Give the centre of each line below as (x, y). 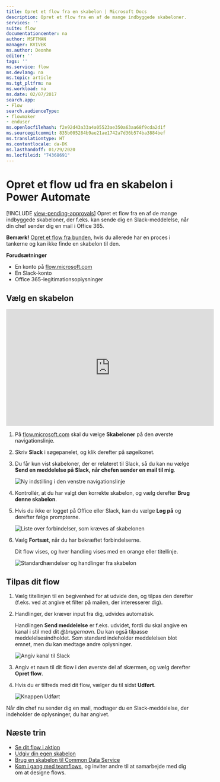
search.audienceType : (33, 111)
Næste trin (26, 733)
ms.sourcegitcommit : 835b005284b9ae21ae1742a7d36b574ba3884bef (86, 133)
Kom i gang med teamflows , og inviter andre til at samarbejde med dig (101, 766)
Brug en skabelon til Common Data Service (67, 759)
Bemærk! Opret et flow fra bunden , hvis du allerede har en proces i (88, 237)
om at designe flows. (40, 773)
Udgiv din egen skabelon (45, 754)
